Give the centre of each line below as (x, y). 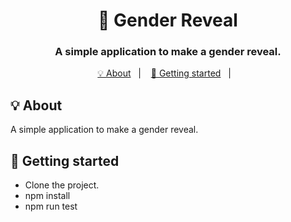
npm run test (51, 206)
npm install (47, 196)
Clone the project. (62, 185)
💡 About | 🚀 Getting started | (164, 73)
